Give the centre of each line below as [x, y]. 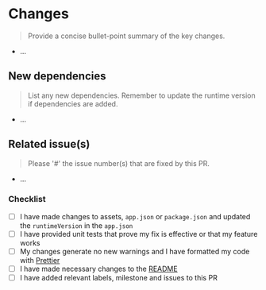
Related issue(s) [49, 144]
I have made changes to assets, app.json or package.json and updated [135, 216]
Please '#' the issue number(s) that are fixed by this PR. [119, 163]
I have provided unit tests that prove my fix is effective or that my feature [139, 234]
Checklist [27, 199]
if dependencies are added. [73, 103]
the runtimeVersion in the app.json [76, 225]
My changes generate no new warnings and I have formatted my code [135, 251]
